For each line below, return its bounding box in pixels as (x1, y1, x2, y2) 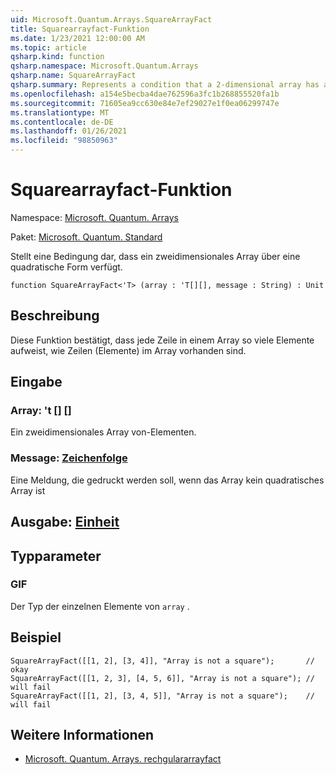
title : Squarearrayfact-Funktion (10, 24, 150, 34)
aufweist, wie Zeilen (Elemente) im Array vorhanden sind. (10, 344, 247, 356)
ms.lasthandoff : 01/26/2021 (10, 126, 128, 136)
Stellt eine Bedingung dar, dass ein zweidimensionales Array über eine (10, 250, 301, 262)
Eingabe (10, 374, 63, 391)
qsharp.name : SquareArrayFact (10, 71, 137, 81)
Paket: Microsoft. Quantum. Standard (10, 231, 163, 243)
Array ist (10, 484, 46, 496)
